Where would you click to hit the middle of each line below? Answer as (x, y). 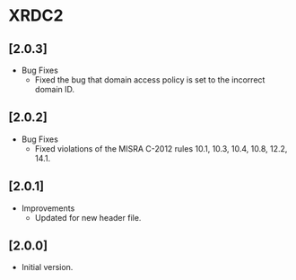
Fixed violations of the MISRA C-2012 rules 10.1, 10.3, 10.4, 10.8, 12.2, (161, 148)
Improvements (48, 208)
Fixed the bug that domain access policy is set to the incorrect (150, 80)
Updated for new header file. (88, 217)
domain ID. (55, 89)
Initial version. (47, 267)
